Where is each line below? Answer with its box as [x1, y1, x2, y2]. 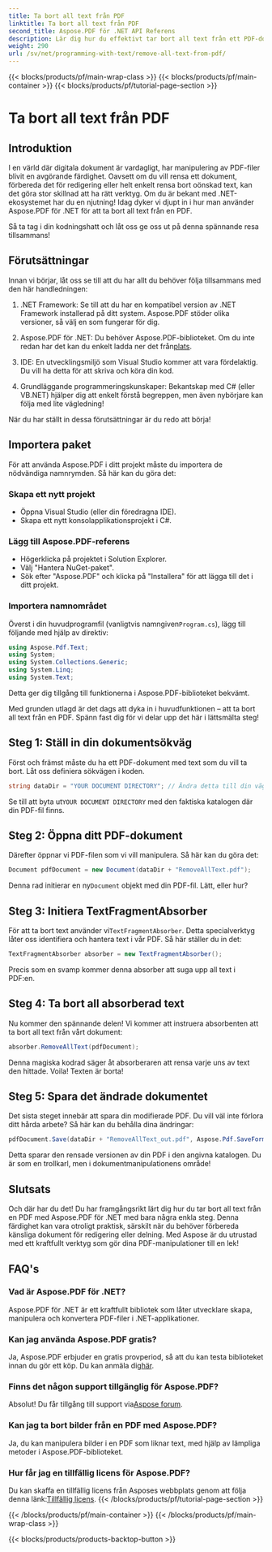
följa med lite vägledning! [19, 399, 104, 409]
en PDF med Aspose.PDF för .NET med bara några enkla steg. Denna [8, 1213, 239, 1222]
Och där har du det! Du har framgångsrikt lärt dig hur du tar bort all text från [8, 1204, 261, 1214]
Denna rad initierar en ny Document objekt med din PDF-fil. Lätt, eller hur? [8, 880, 249, 890]
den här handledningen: [8, 283, 88, 293]
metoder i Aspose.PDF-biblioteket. [8, 1446, 124, 1456]
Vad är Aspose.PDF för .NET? [8, 1286, 126, 1298]
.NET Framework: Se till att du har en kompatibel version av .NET [19, 300, 236, 309]
